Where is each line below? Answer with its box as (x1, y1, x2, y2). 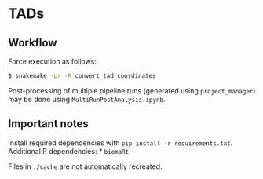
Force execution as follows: (8, 57, 97, 66)
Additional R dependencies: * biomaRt (8, 146, 130, 155)
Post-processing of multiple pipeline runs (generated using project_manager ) (8, 86, 256, 95)
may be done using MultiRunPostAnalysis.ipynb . (8, 94, 166, 104)
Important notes (8, 117, 89, 130)
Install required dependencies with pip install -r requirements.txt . (8, 138, 233, 148)
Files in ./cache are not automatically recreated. (8, 162, 163, 171)
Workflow (8, 36, 57, 49)
